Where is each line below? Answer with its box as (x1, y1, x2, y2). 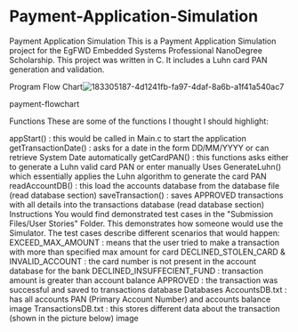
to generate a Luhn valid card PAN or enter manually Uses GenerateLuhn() (9, 161, 282, 172)
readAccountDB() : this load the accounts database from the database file (9, 180, 280, 190)
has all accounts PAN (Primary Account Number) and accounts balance (9, 294, 271, 304)
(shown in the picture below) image (9, 312, 140, 323)
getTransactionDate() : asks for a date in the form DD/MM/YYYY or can (9, 142, 270, 153)
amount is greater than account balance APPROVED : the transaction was (9, 274, 278, 286)
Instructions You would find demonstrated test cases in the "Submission (9, 208, 274, 219)
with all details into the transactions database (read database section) (9, 198, 265, 210)
